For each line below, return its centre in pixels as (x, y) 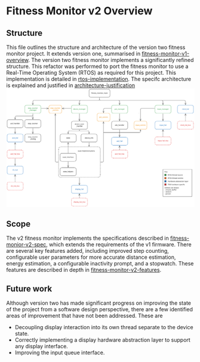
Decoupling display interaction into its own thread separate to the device (104, 327)
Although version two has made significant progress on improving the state (99, 303)
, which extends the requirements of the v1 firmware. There (119, 245)
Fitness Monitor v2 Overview (79, 11)
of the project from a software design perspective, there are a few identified (99, 310)
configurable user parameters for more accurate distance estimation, (91, 257)
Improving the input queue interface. (60, 352)
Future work (29, 288)
